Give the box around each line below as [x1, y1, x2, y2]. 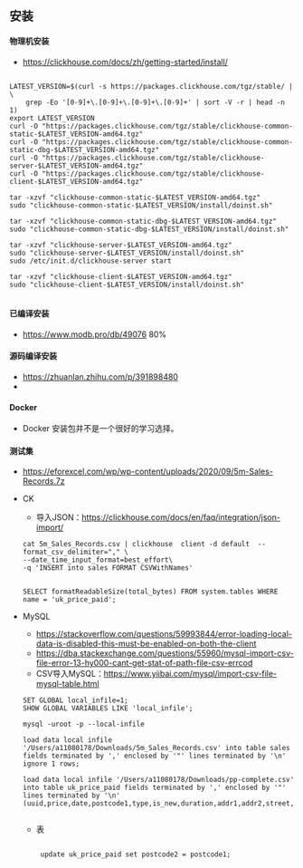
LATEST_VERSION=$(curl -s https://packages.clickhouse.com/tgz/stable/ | [9, 82, 294, 91]
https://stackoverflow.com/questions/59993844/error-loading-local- [35, 629, 292, 640]
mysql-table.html [35, 679, 99, 690]
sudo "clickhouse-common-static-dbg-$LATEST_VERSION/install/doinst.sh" [9, 225, 289, 234]
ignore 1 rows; [22, 759, 80, 768]
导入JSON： [35, 512, 82, 523]
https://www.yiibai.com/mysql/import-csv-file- [103, 669, 278, 680]
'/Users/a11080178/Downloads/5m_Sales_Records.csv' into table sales [22, 744, 291, 753]
